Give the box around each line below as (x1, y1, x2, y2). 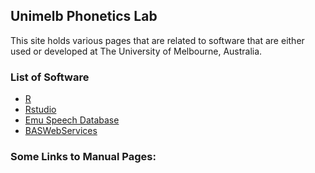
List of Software (10, 70, 90, 84)
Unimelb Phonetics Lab (10, 8, 158, 25)
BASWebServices (24, 125, 98, 137)
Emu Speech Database (24, 114, 120, 126)
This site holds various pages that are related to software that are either (10, 34, 305, 46)
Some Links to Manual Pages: (10, 150, 157, 164)
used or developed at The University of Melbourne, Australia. (10, 45, 263, 57)
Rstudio (24, 104, 57, 116)
